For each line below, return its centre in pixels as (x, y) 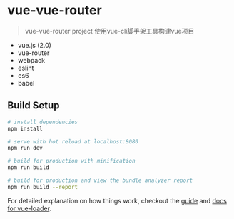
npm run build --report (43, 187)
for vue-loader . (30, 208)
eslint (26, 68)
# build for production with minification (71, 161)
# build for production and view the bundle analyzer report (100, 180)
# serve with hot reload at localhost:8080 (73, 141)
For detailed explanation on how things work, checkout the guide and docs (117, 200)
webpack (31, 60)
